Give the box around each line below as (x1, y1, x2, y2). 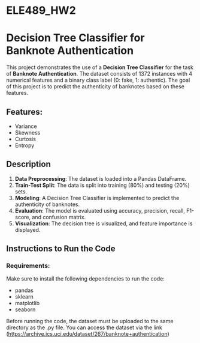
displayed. (14, 226, 41, 233)
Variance (14, 123, 37, 130)
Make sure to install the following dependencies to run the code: (6, 275, 165, 282)
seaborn (14, 306, 36, 313)
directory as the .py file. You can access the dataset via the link (6, 324, 163, 331)
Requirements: (6, 262, 50, 270)
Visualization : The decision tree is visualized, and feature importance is (14, 220, 193, 227)
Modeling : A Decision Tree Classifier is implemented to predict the (14, 194, 180, 201)
